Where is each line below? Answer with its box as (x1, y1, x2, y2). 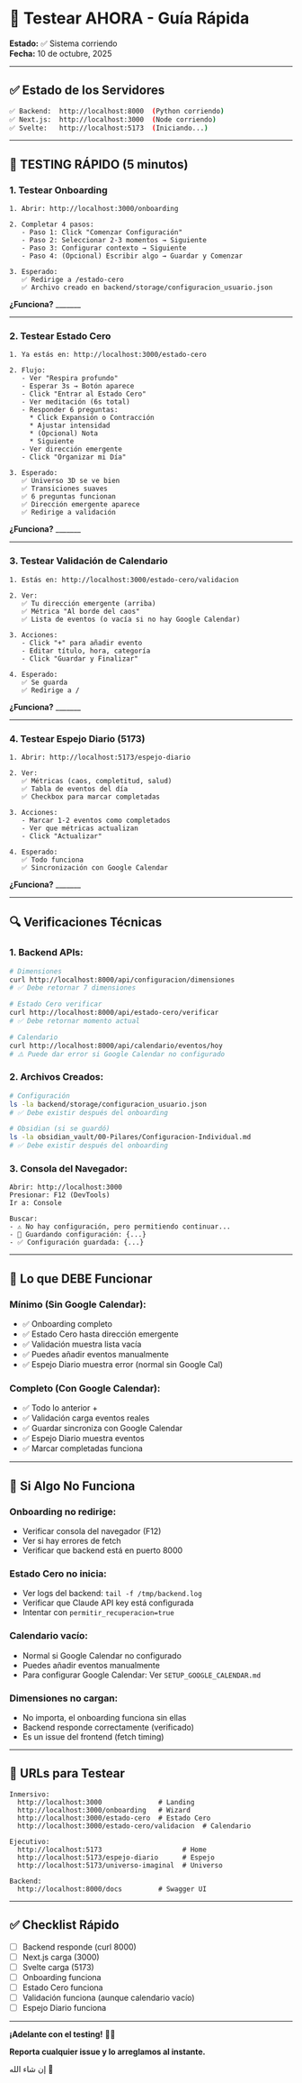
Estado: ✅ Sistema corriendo (9, 38, 118, 49)
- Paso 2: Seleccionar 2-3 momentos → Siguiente (21, 236, 207, 245)
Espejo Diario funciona (22, 2002, 107, 2013)
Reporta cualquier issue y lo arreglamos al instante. (9, 2046, 206, 2057)
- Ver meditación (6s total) (21, 397, 130, 407)
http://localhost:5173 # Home (17, 1845, 207, 1854)
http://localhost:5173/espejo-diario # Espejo (17, 1852, 216, 1862)
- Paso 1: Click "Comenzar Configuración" (21, 228, 182, 237)
